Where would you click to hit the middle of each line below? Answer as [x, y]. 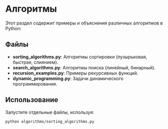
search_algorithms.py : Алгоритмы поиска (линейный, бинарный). [84, 67]
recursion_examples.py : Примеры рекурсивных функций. [75, 73]
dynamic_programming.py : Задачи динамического [68, 78]
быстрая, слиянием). [35, 62]
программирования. [35, 84]
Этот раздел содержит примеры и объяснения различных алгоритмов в [84, 23]
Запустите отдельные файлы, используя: [50, 112]
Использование [32, 100]
